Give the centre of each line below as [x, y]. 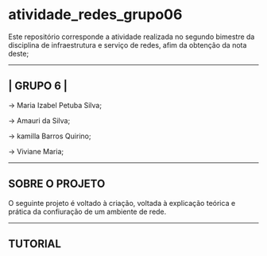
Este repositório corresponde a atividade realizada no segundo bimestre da [132, 37]
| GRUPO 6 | [38, 86]
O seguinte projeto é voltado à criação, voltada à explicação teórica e [122, 203]
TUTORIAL [35, 244]
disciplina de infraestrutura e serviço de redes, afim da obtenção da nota [128, 45]
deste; [19, 53]
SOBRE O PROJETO [57, 184]
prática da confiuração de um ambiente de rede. [87, 211]
